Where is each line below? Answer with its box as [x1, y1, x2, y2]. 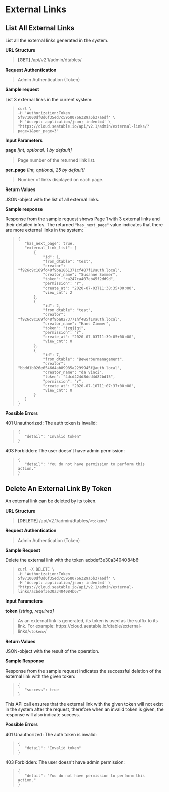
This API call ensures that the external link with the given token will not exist [5, 701, 163, 707]
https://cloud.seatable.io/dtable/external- [55, 623, 142, 629]
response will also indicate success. [5, 711, 80, 717]
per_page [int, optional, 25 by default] [5, 167, 85, 173]
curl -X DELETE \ [17, 566, 55, 572]
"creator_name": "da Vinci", [43, 370, 104, 375]
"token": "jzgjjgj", [43, 326, 86, 331]
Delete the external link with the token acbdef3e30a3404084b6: [5, 557, 140, 563]
